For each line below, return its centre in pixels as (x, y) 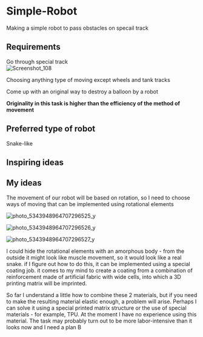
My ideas (24, 183)
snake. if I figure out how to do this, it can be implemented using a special (98, 264)
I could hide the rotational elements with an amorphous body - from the (95, 251)
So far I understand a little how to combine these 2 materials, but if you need (102, 295)
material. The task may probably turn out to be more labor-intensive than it (99, 321)
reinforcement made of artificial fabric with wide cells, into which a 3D (94, 276)
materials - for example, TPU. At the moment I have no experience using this (101, 314)
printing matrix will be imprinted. (47, 283)
